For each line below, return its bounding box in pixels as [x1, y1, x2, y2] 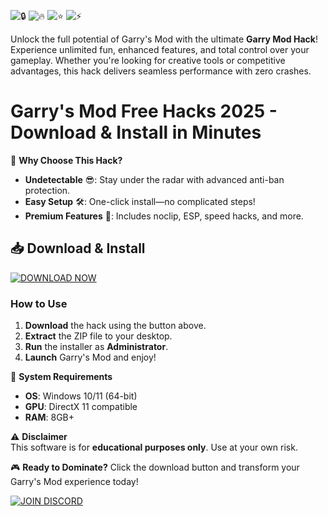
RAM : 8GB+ [24, 411, 75, 424]
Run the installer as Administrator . [24, 341, 169, 353]
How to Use [10, 296, 68, 310]
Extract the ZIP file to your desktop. [24, 330, 173, 342]
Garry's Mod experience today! [10, 476, 139, 488]
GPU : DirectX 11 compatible [24, 401, 138, 413]
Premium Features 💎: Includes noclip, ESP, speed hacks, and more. [24, 210, 304, 222]
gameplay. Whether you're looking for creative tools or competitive [10, 55, 286, 66]
